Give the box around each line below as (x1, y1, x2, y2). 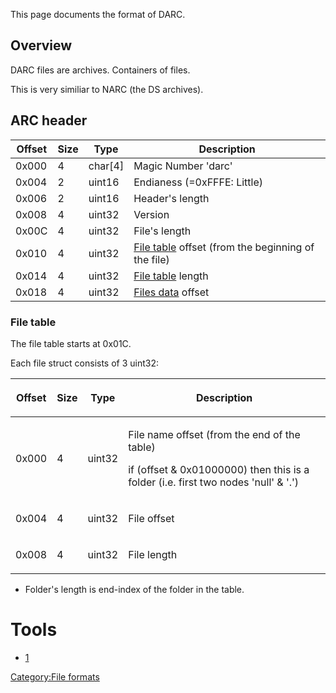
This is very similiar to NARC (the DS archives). (10, 83, 204, 95)
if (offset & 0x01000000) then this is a (128, 462, 310, 476)
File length (128, 547, 178, 561)
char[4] (88, 159, 125, 173)
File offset (128, 511, 175, 525)
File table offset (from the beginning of (133, 240, 315, 254)
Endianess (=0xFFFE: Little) (133, 175, 264, 189)
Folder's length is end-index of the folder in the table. (24, 583, 245, 595)
